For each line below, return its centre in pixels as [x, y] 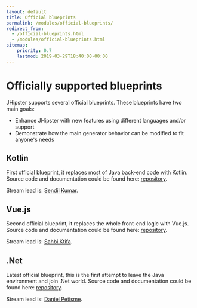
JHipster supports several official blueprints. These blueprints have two [94, 102]
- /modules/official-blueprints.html [59, 39]
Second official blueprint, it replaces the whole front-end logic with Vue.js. [98, 224]
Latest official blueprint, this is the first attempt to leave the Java [85, 275]
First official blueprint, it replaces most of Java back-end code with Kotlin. [97, 173]
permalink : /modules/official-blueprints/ [60, 23]
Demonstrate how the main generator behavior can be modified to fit [99, 133]
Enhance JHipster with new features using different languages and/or [100, 120]
